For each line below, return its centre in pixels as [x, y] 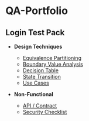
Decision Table [41, 70]
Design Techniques [38, 46]
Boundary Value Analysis [53, 64]
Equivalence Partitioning [52, 58]
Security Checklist [45, 112]
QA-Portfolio [37, 11]
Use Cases [36, 83]
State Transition [42, 77]
